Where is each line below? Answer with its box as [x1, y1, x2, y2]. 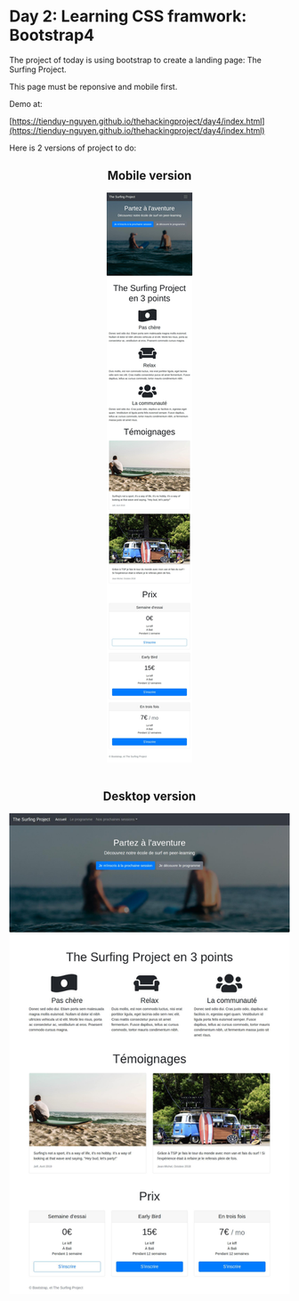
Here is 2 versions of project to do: [9, 142, 137, 153]
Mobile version [107, 168, 192, 183]
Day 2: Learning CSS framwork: [9, 6, 247, 27]
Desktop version [102, 789, 197, 804]
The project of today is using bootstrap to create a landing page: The [9, 54, 263, 65]
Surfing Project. [9, 64, 67, 75]
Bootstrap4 [9, 25, 95, 45]
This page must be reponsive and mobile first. [9, 81, 178, 92]
